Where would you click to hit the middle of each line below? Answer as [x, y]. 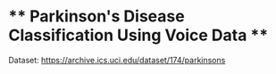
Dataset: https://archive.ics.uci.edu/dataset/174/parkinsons [117, 60]
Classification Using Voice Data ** [138, 35]
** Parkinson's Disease [96, 16]
